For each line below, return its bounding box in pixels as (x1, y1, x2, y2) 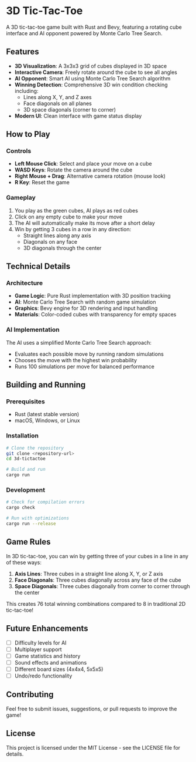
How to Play (6, 129, 51, 139)
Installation (6, 431, 39, 440)
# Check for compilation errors (6, 499, 85, 505)
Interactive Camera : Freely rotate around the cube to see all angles (14, 69, 177, 76)
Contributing (6, 690, 54, 700)
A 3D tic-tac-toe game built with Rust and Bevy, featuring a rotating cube (6, 23, 183, 31)
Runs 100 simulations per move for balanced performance (14, 363, 155, 370)
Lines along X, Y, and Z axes (23, 93, 92, 100)
